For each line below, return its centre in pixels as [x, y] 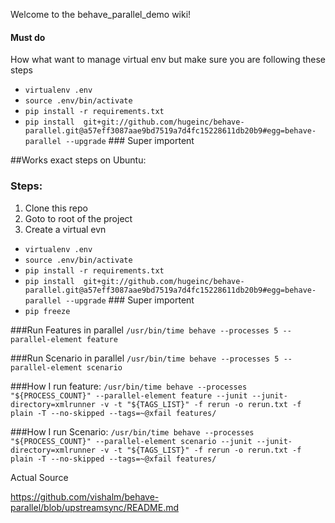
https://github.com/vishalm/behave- [85, 496]
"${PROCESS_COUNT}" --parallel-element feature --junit [129, 395]
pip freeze [47, 311]
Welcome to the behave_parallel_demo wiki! [101, 14]
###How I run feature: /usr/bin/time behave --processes [129, 386]
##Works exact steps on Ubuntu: [78, 160]
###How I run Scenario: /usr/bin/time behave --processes [132, 431]
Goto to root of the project [78, 218]
